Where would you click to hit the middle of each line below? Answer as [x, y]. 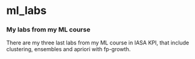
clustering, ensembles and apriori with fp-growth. [69, 49]
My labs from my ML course [48, 30]
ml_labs [27, 11]
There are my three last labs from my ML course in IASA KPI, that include [98, 43]
